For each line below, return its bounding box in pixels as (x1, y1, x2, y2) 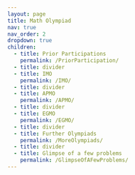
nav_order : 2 (7, 30, 46, 38)
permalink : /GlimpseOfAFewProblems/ (20, 156, 129, 164)
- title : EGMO (13, 110, 55, 117)
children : (7, 44, 37, 51)
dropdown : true (7, 37, 53, 44)
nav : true (7, 24, 37, 31)
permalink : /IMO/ (20, 76, 72, 84)
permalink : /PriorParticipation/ (20, 57, 119, 64)
